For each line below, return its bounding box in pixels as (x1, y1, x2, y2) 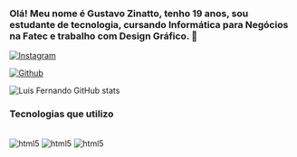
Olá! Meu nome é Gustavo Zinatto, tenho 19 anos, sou (9, 7, 249, 20)
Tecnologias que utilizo (9, 107, 114, 120)
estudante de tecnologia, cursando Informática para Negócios (9, 18, 289, 31)
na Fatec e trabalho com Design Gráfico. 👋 (9, 30, 198, 42)
